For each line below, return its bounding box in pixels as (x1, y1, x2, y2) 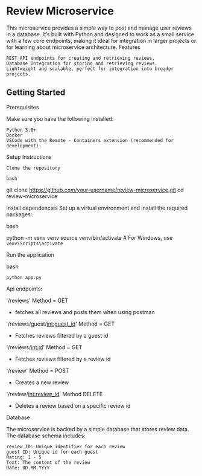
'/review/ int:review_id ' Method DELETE (6, 390, 103, 397)
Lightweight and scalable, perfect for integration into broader (6, 65, 174, 72)
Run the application (6, 251, 54, 258)
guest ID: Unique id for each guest (6, 449, 98, 455)
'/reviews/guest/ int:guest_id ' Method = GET (6, 320, 115, 327)
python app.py (6, 274, 42, 280)
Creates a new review (14, 379, 69, 386)
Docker (6, 132, 23, 138)
